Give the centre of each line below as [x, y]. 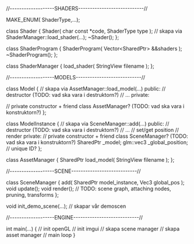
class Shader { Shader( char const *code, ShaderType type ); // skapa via [94, 31]
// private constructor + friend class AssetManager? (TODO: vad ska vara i [95, 106]
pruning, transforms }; [33, 195]
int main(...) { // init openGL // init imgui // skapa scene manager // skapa [93, 229]
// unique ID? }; [24, 149]
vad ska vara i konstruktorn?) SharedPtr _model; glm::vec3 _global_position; [97, 142]
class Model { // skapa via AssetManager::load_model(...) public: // [86, 89]
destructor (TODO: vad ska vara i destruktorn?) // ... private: [78, 95]
